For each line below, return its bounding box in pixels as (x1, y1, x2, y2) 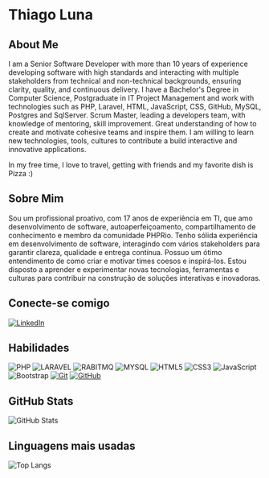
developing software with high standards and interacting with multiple (8, 68, 239, 77)
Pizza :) (8, 169, 34, 178)
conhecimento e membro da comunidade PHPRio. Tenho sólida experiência (8, 230, 259, 240)
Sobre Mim (8, 192, 64, 206)
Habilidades (8, 341, 70, 355)
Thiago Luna (8, 6, 94, 24)
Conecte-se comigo (8, 296, 110, 311)
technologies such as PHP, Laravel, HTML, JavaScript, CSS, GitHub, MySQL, (8, 102, 262, 111)
